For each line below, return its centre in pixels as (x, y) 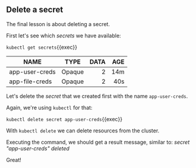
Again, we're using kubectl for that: (49, 107)
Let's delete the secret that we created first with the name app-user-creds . (97, 96)
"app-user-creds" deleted (38, 148)
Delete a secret (35, 10)
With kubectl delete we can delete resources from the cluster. (83, 131)
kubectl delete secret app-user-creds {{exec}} (64, 119)
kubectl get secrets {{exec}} (42, 47)
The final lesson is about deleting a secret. (58, 24)
